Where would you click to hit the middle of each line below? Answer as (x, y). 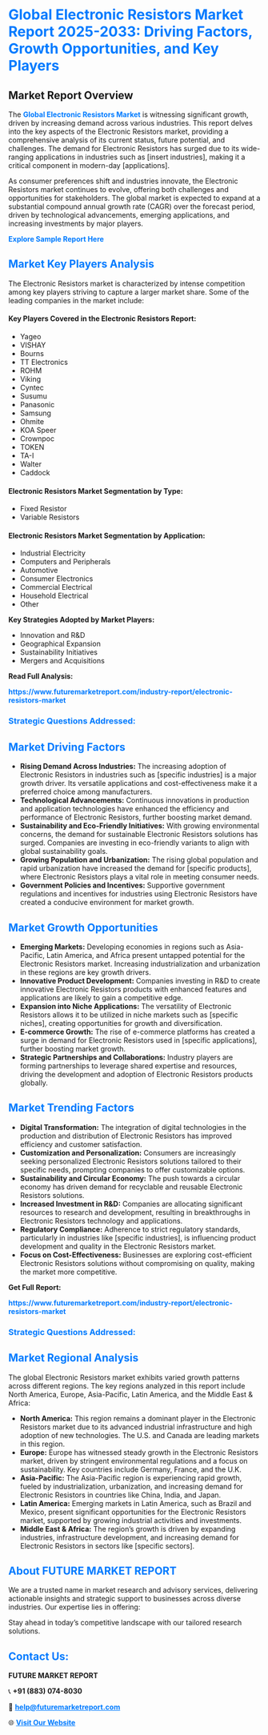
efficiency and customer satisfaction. (81, 1144)
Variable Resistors (50, 517)
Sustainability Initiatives (59, 652)
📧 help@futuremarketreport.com (64, 1707)
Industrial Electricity (53, 553)
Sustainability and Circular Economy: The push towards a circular (130, 1178)
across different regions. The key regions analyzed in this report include (127, 1385)
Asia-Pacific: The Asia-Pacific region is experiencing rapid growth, (131, 1477)
